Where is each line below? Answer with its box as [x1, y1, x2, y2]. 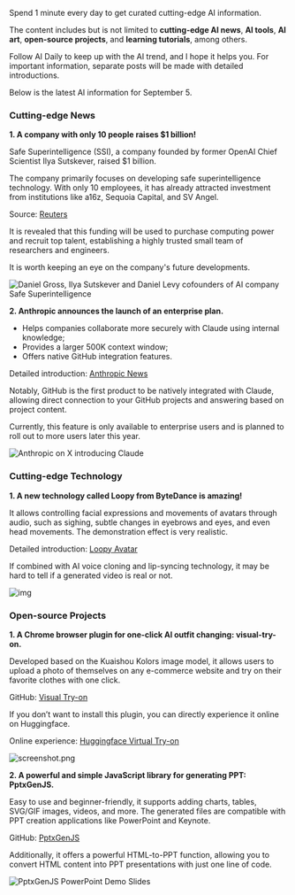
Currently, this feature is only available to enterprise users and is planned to [9, 421, 284, 432]
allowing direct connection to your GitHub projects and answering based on [9, 395, 284, 405]
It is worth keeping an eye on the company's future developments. [9, 262, 251, 273]
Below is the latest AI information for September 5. [9, 88, 193, 97]
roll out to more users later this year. [9, 431, 141, 442]
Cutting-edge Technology [9, 470, 123, 482]
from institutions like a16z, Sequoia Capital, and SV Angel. [9, 192, 219, 203]
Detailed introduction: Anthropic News [9, 368, 148, 379]
